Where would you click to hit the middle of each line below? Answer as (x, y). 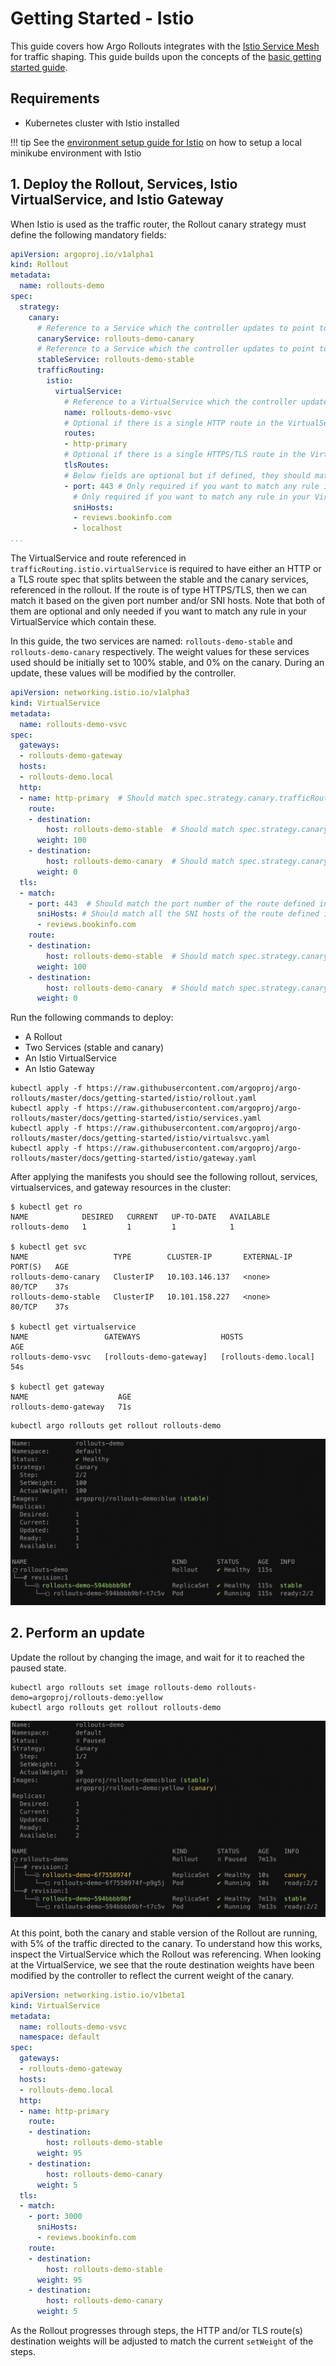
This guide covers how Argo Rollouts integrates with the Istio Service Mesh (165, 46)
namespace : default (60, 2037)
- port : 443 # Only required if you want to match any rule (191, 486)
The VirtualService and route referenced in (98, 558)
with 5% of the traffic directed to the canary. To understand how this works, (166, 1943)
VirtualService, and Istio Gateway (117, 200)
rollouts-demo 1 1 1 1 (122, 1227)
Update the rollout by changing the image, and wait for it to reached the (157, 1657)
